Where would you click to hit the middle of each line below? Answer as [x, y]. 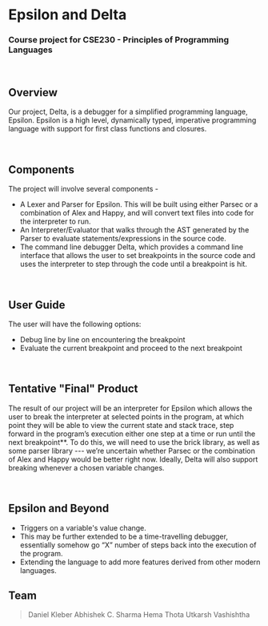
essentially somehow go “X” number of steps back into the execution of [138, 545]
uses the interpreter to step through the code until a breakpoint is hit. [134, 264]
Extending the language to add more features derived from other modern [140, 562]
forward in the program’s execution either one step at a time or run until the [132, 434]
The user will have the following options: [75, 324]
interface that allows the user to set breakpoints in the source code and [138, 256]
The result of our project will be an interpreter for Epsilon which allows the [130, 408]
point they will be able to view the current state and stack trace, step [121, 425]
